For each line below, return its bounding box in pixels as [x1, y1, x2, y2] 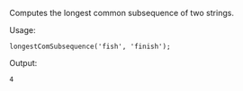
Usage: [9, 25, 36, 35]
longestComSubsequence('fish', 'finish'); [9, 42, 171, 51]
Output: [9, 58, 38, 68]
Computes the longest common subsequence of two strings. [9, 8, 234, 18]
